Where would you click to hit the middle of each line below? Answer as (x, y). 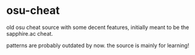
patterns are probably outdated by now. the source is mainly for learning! (98, 45)
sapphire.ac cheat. (30, 33)
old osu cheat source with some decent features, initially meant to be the (98, 27)
